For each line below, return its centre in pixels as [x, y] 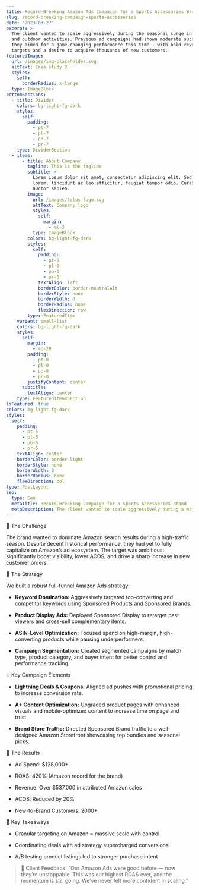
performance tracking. [42, 663]
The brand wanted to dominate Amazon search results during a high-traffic [98, 537]
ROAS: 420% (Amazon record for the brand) [69, 776]
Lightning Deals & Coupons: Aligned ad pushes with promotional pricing [103, 687]
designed [26, 735]
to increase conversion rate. [49, 693]
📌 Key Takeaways [28, 822]
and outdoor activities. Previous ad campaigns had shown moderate [97, 39]
